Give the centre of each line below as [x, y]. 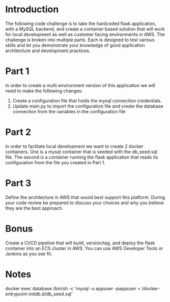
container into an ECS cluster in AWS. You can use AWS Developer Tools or [84, 248]
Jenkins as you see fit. [29, 254]
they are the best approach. [34, 208]
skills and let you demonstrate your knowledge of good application [75, 45]
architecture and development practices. [48, 51]
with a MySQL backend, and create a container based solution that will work [85, 29]
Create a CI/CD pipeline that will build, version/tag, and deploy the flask [80, 243]
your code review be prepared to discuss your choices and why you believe [85, 203]
